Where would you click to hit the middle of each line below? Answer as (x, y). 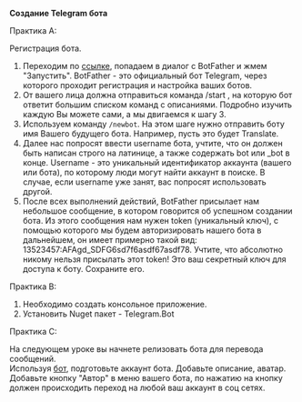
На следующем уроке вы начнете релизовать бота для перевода (136, 349)
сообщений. (33, 359)
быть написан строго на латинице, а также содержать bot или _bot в (156, 153)
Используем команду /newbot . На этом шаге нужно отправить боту (153, 124)
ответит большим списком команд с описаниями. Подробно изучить (157, 105)
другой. (37, 191)
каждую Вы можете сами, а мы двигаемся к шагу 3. (124, 114)
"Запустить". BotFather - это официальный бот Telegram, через (145, 75)
